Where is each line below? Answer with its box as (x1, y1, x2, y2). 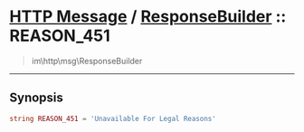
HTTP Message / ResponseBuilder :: (9, 6, 287, 27)
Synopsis (9, 90, 63, 106)
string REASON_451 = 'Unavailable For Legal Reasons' (9, 114, 217, 123)
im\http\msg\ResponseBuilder (31, 55, 143, 66)
